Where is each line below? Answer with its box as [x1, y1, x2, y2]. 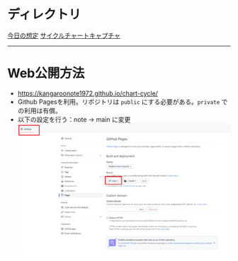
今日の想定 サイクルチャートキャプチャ [7, 31, 120, 40]
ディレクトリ [7, 6, 81, 23]
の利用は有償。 [17, 106, 62, 115]
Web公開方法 [7, 65, 85, 81]
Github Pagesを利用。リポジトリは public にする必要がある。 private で [17, 97, 228, 106]
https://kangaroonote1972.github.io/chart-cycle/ [17, 89, 158, 98]
